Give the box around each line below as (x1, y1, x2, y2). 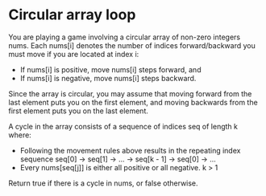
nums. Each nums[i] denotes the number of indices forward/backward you (8, 40, 256, 50)
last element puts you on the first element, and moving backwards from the (8, 97, 258, 107)
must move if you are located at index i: (8, 49, 139, 59)
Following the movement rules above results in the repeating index (19, 145, 241, 155)
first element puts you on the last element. (8, 106, 149, 116)
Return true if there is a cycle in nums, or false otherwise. (8, 178, 199, 188)
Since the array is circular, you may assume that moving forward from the (8, 88, 252, 98)
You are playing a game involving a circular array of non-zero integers (8, 32, 240, 42)
